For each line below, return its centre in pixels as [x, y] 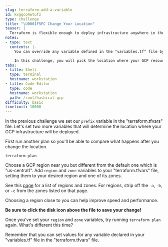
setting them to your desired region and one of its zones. [64, 176]
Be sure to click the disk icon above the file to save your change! [73, 210]
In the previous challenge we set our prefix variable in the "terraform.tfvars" [84, 121]
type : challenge [22, 19]
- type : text [19, 42]
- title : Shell [21, 70]
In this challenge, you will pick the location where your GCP [81, 60]
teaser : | [15, 28]
